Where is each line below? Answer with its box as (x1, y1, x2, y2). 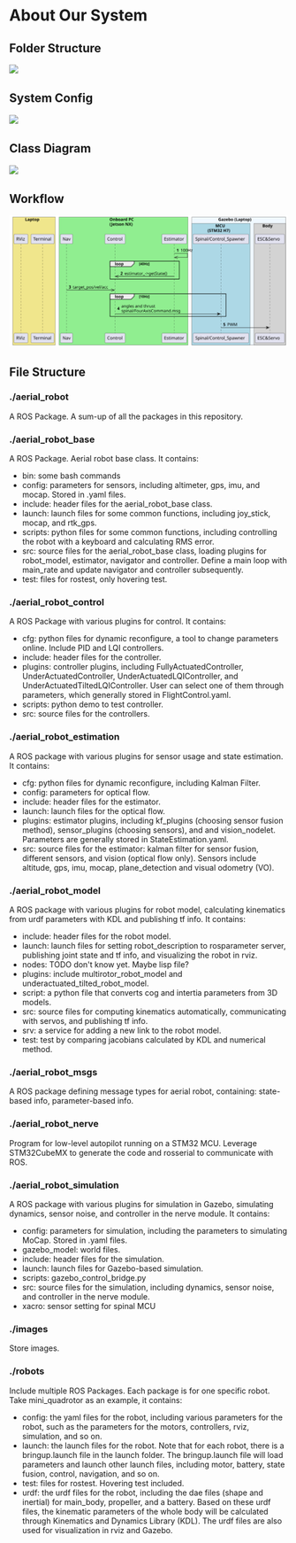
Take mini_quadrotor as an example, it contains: (9, 1394, 183, 1405)
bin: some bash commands (21, 470, 121, 481)
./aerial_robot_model (9, 884, 102, 896)
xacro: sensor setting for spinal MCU (21, 1300, 156, 1311)
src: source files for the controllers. (21, 709, 150, 719)
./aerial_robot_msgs (9, 1066, 98, 1078)
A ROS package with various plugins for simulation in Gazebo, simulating (9, 1198, 274, 1209)
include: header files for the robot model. (21, 931, 171, 942)
